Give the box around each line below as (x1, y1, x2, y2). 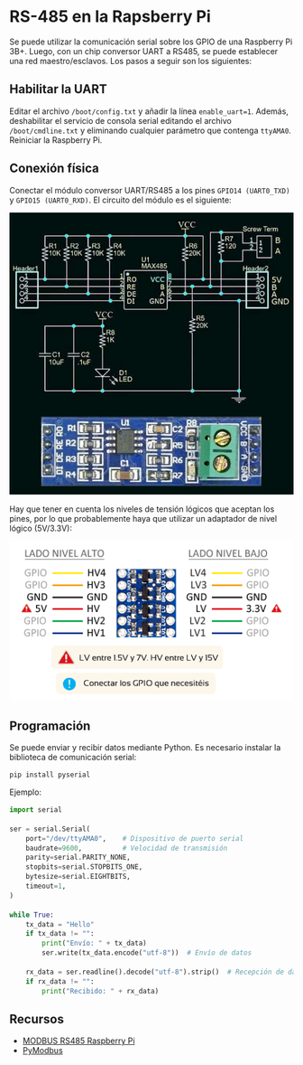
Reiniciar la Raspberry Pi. (9, 134, 103, 146)
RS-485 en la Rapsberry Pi (9, 6, 212, 27)
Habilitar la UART (9, 81, 108, 97)
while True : (9, 910, 54, 919)
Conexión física (9, 161, 99, 176)
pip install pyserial (9, 770, 91, 779)
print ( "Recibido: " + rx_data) (41, 986, 160, 995)
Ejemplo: (9, 787, 42, 797)
